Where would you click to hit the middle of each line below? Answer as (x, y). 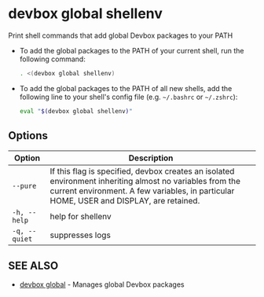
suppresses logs (81, 235)
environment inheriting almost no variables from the (145, 181)
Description (151, 158)
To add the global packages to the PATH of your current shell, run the (132, 50)
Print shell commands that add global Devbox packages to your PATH (121, 35)
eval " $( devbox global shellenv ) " (76, 111)
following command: (53, 59)
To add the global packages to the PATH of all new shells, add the (126, 88)
